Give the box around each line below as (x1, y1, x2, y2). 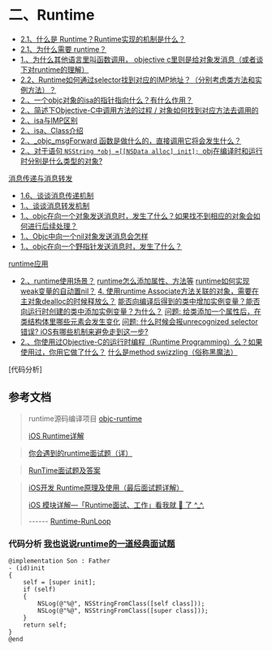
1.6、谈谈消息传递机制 (19, 190, 94, 200)
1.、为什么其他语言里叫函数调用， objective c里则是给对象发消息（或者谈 (19, 54, 264, 64)
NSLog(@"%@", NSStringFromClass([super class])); (37, 607, 209, 615)
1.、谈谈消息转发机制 (19, 201, 90, 210)
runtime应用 (8, 258, 49, 268)
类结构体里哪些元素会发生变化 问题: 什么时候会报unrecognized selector (19, 316, 258, 326)
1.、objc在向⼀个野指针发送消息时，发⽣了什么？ (19, 241, 183, 251)
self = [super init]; (23, 579, 96, 587)
